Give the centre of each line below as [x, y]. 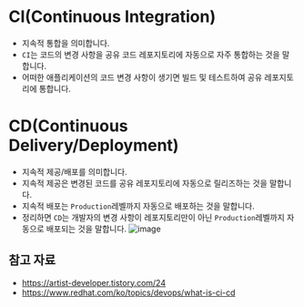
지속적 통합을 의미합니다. [66, 43]
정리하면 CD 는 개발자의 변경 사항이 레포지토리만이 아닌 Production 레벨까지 [153, 217]
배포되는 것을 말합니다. [86, 229]
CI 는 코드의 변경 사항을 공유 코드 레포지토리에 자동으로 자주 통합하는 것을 [151, 54]
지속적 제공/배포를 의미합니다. [75, 171]
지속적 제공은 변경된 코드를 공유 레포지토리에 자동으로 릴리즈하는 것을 [144, 183]
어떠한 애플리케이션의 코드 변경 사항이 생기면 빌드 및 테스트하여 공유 [142, 77]
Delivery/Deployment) [94, 145]
